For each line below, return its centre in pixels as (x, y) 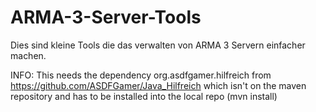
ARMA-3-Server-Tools (106, 17)
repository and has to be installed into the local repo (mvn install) (144, 96)
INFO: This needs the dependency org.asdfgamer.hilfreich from (141, 75)
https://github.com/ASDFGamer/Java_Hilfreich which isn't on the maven (158, 85)
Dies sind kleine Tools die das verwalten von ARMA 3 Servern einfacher (158, 45)
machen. (28, 55)
